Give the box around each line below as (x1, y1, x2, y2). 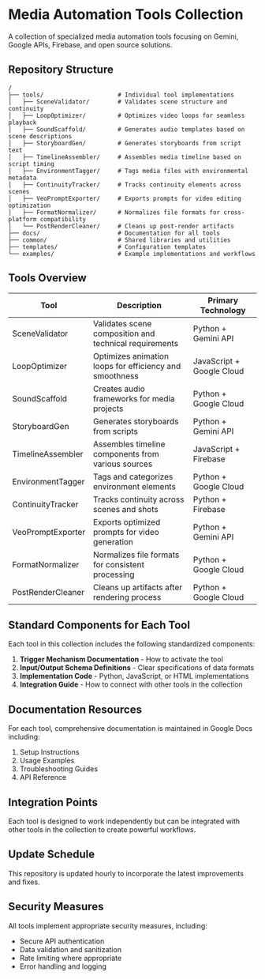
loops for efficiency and (93, 360, 181, 371)
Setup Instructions (19, 747, 80, 757)
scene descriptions (8, 132, 73, 140)
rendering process (93, 591, 162, 602)
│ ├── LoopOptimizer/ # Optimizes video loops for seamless (8, 111, 245, 119)
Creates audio (93, 383, 145, 394)
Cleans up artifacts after (93, 582, 183, 593)
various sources (93, 458, 153, 469)
